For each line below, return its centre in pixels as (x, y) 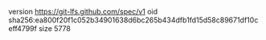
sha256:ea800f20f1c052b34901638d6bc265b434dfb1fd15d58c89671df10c (133, 20)
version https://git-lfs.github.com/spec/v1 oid (83, 12)
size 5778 (55, 28)
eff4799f (23, 28)
